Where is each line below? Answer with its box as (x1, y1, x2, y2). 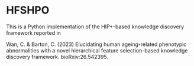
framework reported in (6, 29, 61, 36)
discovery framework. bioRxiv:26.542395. (6, 53, 108, 60)
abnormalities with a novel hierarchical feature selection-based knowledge (6, 47, 188, 54)
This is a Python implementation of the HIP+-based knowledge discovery (6, 23, 185, 30)
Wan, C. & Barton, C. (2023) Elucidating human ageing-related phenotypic (6, 41, 187, 48)
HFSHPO (6, 4, 50, 17)
